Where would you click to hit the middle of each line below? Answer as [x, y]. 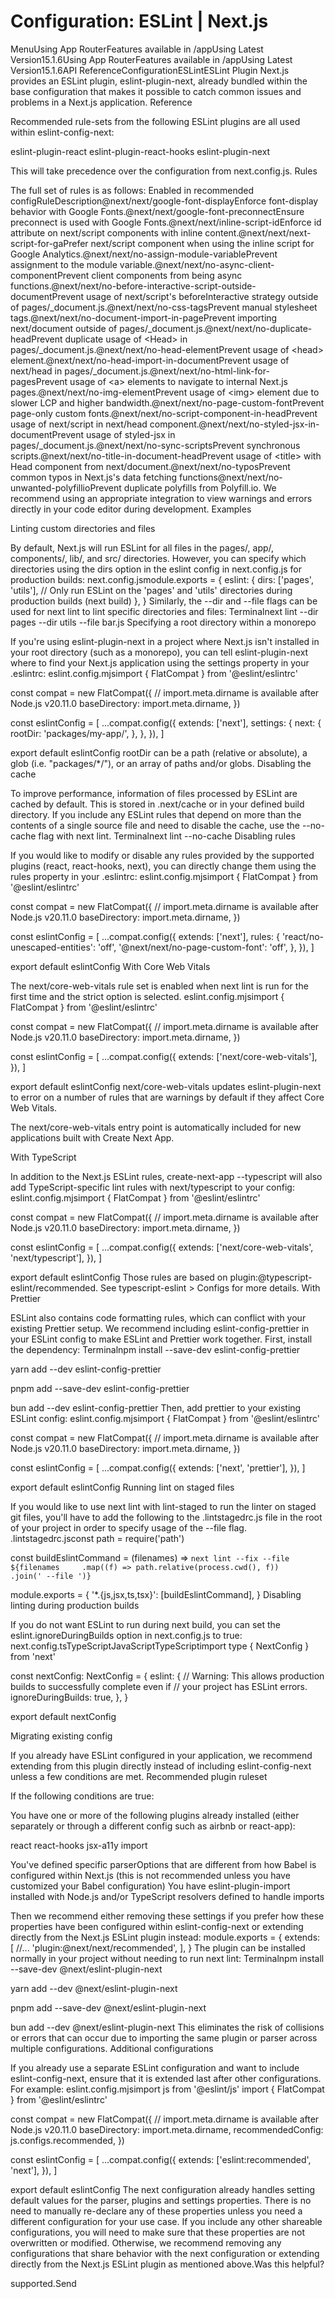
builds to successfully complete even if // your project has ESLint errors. [159, 1686]
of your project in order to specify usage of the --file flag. [128, 1527]
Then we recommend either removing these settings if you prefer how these [167, 1916]
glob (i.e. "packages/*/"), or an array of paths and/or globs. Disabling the [161, 763]
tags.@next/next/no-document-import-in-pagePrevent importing [144, 317]
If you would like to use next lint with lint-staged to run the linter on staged [163, 1506]
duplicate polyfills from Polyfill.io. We [200, 487]
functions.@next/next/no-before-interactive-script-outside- [133, 286]
